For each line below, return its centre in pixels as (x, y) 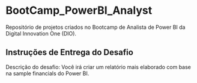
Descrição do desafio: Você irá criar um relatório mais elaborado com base (98, 67)
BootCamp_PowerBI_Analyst (79, 11)
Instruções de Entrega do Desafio (69, 53)
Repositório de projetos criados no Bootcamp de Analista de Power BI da (95, 27)
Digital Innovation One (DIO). (41, 33)
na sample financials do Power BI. (47, 73)
